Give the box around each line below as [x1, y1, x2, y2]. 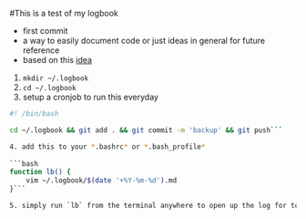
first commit [22, 26, 68, 36]
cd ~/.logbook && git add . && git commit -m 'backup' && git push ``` [9, 125, 283, 135]
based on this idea [22, 55, 93, 65]
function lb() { [9, 168, 71, 177]
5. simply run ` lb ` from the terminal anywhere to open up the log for [9, 201, 287, 210]
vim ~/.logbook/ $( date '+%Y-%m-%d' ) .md [25, 176, 178, 185]
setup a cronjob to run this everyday [22, 91, 159, 102]
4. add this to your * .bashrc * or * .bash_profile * [9, 141, 206, 151]
